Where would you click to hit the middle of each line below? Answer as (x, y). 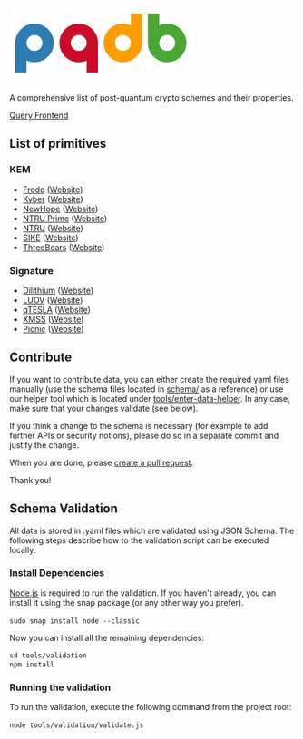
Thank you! (30, 480)
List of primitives (58, 144)
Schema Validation (64, 509)
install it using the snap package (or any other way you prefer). (127, 602)
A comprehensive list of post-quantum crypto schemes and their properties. (151, 97)
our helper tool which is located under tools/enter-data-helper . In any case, (150, 398)
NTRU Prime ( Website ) (65, 218)
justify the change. (44, 445)
